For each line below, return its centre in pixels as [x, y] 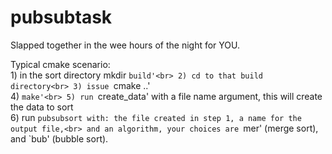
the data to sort [42, 107]
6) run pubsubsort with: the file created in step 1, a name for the [156, 117]
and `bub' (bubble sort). [59, 138]
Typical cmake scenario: [60, 64]
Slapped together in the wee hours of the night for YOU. [125, 45]
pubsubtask [61, 17]
